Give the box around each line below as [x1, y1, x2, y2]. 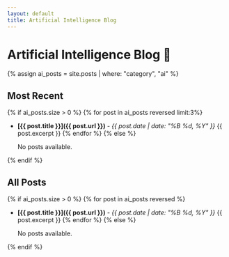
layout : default [7, 10, 54, 17]
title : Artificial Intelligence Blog [7, 17, 117, 24]
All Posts [7, 176, 47, 188]
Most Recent [7, 90, 64, 102]
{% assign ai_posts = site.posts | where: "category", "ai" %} [7, 70, 179, 78]
